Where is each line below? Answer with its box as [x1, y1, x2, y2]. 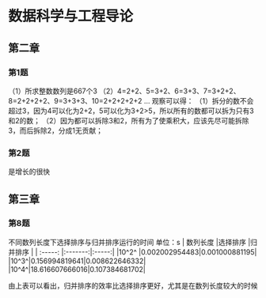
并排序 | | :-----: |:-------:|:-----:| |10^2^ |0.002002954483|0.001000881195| [8, 247, 257, 257]
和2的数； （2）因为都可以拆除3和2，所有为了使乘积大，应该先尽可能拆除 [8, 115, 249, 125]
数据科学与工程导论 [8, 7, 134, 25]
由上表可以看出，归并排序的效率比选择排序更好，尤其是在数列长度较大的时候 [8, 281, 258, 290]
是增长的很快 [8, 167, 50, 176]
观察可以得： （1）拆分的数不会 [151, 96, 254, 105]
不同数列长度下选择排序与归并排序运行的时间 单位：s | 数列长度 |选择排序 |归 [8, 237, 258, 247]
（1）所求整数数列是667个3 [8, 86, 97, 96]
